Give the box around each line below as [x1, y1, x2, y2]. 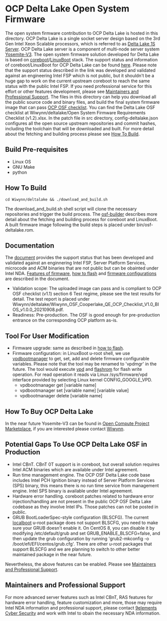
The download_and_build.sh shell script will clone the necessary [5, 206, 137, 212]
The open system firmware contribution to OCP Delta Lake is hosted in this [5, 30, 158, 36]
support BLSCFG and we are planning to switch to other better [12, 546, 140, 552]
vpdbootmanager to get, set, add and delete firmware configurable [12, 355, 150, 362]
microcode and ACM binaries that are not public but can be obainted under [5, 265, 159, 271]
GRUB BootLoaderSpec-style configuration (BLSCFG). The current [12, 514, 149, 520]
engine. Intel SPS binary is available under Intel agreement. [12, 488, 133, 494]
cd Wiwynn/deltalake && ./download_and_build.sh [5, 197, 108, 202]
